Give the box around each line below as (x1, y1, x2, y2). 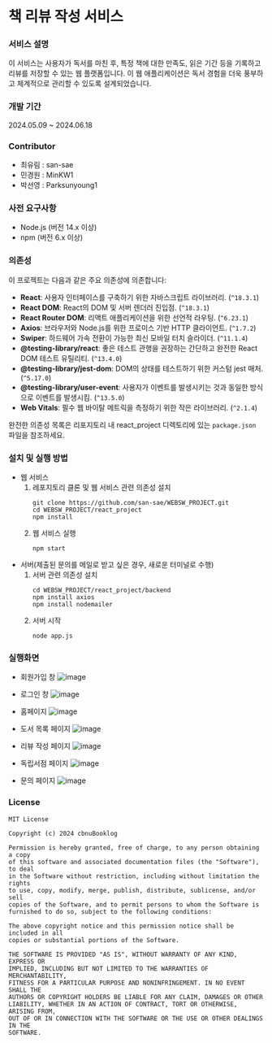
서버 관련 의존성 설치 (32, 570, 98, 580)
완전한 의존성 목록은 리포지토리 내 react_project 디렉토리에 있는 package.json (8, 419, 257, 429)
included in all (8, 928, 63, 937)
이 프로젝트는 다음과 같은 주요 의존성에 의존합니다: (8, 275, 167, 285)
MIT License (8, 815, 49, 824)
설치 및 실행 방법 (8, 452, 68, 463)
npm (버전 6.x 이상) (19, 233, 84, 242)
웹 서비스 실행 (32, 528, 76, 537)
